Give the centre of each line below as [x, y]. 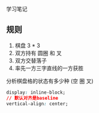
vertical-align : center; [37, 104]
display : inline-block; [36, 92]
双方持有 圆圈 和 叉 [38, 53]
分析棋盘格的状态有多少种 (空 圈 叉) [50, 81]
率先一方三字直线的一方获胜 [49, 68]
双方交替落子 [31, 60]
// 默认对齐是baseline [32, 98]
